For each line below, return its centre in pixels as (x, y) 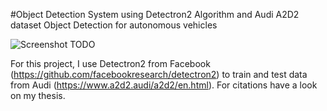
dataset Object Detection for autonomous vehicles (114, 25)
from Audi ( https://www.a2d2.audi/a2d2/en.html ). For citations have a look (164, 85)
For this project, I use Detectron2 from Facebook (110, 63)
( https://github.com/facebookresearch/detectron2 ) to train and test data (159, 74)
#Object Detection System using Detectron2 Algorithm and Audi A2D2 (155, 14)
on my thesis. (38, 95)
